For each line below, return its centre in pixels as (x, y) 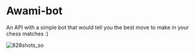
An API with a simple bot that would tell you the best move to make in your (97, 27)
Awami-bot (34, 11)
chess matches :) (28, 33)
